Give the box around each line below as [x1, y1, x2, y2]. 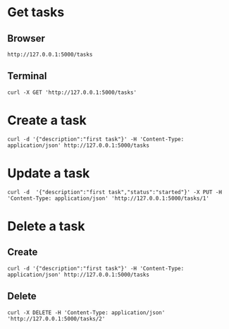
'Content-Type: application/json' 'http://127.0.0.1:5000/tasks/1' [7, 195, 210, 202]
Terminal [7, 70, 47, 82]
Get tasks [7, 4, 65, 20]
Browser [7, 32, 46, 44]
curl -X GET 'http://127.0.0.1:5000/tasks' [7, 89, 137, 96]
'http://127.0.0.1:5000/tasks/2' [7, 315, 106, 322]
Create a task [7, 112, 87, 128]
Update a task [7, 165, 90, 181]
